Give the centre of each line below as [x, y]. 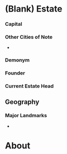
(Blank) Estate [34, 9]
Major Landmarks [26, 116]
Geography [22, 102]
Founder [15, 73]
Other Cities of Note [29, 37]
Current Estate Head [29, 86]
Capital [14, 24]
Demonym [17, 60]
